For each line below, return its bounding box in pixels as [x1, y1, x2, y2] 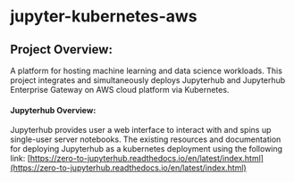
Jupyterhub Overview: [10, 104, 97, 115]
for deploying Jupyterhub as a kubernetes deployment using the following [10, 144, 283, 154]
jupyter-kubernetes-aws [10, 6, 197, 27]
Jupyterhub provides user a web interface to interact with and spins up [10, 125, 272, 136]
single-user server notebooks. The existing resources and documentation [10, 134, 281, 145]
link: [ [10, 153, 30, 164]
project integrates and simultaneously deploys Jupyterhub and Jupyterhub [10, 75, 286, 86]
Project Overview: [10, 42, 113, 57]
